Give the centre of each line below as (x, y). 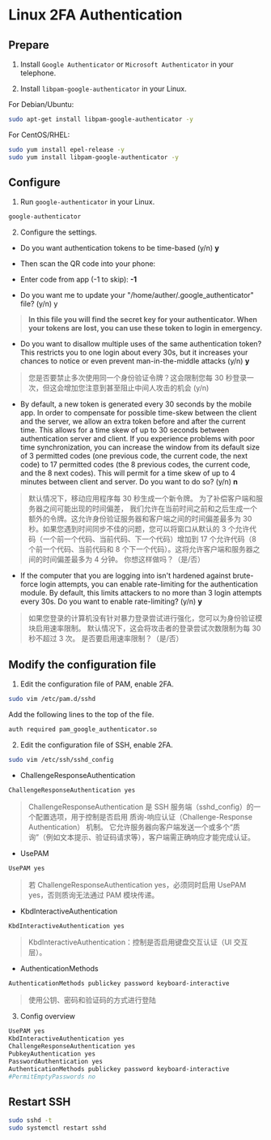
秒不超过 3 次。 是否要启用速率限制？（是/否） (106, 639)
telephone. (38, 73)
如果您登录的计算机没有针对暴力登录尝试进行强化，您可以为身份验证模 (145, 618)
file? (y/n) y (39, 304)
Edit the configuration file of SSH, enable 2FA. (96, 745)
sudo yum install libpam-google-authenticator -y (94, 157)
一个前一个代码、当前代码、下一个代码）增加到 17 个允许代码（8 (149, 539)
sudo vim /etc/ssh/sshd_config (61, 759)
